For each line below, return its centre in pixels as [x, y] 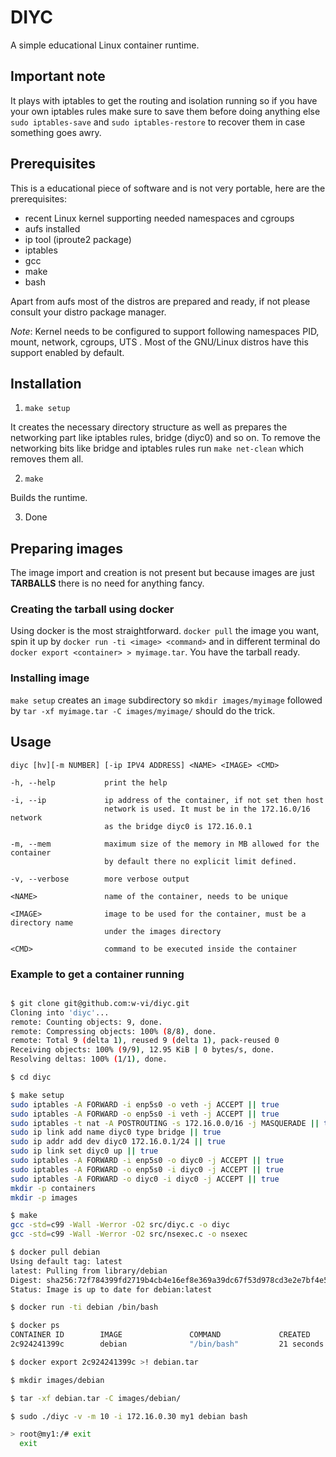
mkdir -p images [44, 1197]
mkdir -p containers [53, 1188]
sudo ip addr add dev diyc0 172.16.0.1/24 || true [118, 1142]
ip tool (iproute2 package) [78, 239]
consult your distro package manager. [88, 312]
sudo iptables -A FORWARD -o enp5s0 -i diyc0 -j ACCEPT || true [147, 1169]
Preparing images [67, 548]
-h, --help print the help [89, 782]
